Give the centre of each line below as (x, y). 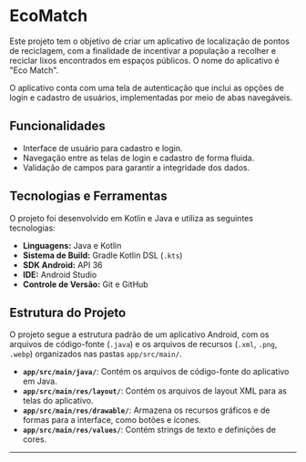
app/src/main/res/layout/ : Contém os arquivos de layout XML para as (154, 391)
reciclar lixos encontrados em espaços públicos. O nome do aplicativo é (144, 60)
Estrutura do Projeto (68, 312)
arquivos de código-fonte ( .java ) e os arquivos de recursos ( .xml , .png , (143, 344)
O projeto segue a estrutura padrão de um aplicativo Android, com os (140, 334)
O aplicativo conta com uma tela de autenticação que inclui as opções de (147, 87)
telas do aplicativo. (58, 401)
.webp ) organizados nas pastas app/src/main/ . (96, 354)
